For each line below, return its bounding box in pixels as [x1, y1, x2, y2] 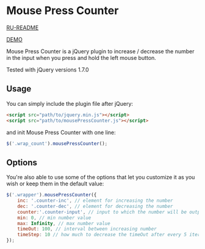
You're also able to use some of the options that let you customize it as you [6, 174, 195, 181]
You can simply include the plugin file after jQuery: [6, 100, 133, 107]
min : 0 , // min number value [17, 215, 92, 221]
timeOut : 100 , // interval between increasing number [17, 226, 157, 232]
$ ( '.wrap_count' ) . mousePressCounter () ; [6, 140, 108, 147]
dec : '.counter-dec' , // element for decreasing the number [17, 203, 173, 209]
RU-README [6, 24, 39, 31]
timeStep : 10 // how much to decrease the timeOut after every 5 [17, 232, 187, 238]
